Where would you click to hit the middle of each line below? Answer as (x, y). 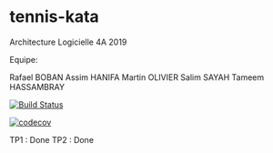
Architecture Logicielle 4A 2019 (68, 42)
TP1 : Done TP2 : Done (51, 139)
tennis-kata (55, 17)
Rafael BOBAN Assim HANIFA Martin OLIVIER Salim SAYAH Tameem (137, 77)
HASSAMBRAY (37, 87)
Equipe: (24, 59)
